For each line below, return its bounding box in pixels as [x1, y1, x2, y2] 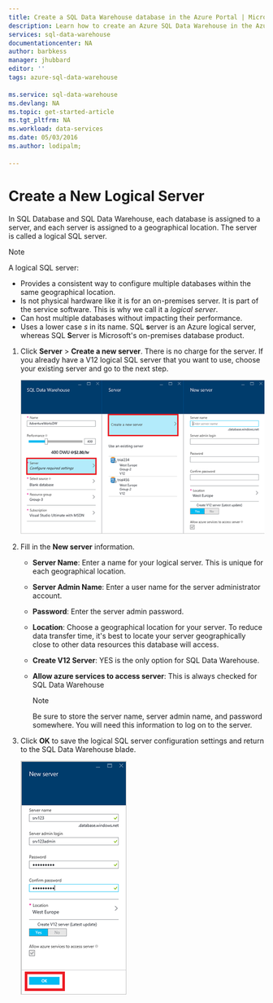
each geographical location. [32, 566, 126, 576]
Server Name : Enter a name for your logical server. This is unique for [32, 558, 264, 568]
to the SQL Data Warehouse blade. [19, 745, 136, 754]
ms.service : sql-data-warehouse [8, 90, 118, 99]
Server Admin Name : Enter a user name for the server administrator [32, 583, 262, 592]
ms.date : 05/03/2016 [8, 134, 79, 142]
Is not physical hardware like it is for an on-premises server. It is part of [19, 296, 259, 306]
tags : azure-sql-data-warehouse [8, 73, 118, 81]
